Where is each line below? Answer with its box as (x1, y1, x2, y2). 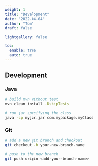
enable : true (9, 48, 36, 53)
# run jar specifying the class (5, 111, 71, 116)
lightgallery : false (5, 35, 48, 40)
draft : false (5, 26, 32, 31)
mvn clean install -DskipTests (5, 102, 69, 107)
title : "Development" (5, 12, 50, 17)
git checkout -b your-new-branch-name (5, 142, 85, 147)
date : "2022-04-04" (5, 16, 45, 21)
